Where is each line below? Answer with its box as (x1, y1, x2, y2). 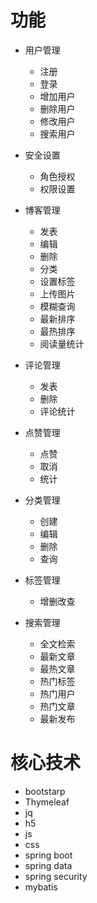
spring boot (24, 849, 73, 861)
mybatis (24, 881, 58, 893)
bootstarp (24, 785, 66, 797)
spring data (24, 859, 73, 871)
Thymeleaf (24, 796, 70, 808)
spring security (24, 870, 88, 882)
